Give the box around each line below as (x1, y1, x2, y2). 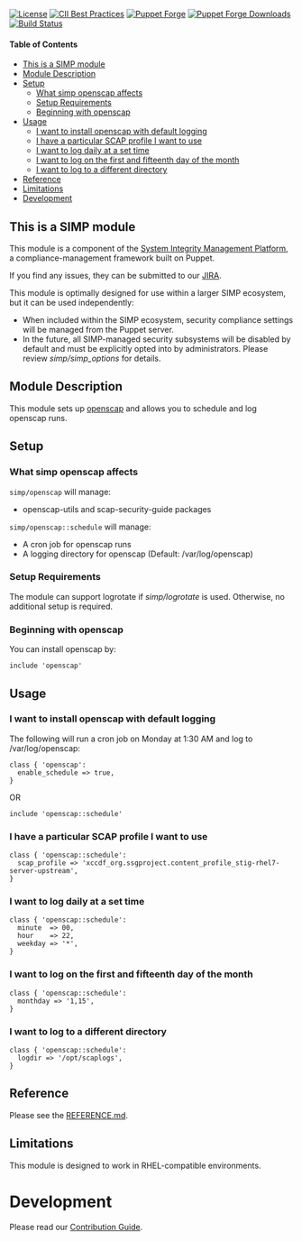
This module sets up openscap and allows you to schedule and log (9, 402, 257, 414)
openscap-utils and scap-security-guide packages (22, 503, 212, 514)
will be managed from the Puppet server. (22, 325, 174, 336)
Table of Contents (9, 39, 78, 50)
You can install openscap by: (9, 644, 117, 655)
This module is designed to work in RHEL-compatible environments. (9, 1160, 261, 1171)
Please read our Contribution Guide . (9, 1221, 143, 1232)
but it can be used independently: (9, 298, 134, 308)
